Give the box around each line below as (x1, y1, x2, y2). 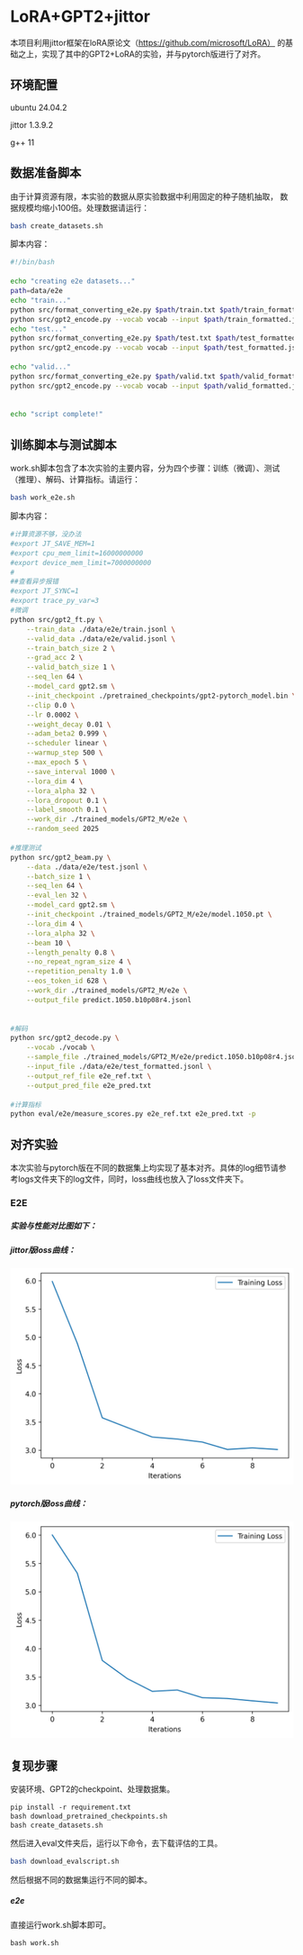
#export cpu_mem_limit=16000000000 (10, 548, 144, 558)
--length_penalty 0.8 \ (26, 948, 116, 957)
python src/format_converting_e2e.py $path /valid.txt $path (10, 371, 241, 380)
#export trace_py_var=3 (10, 597, 100, 606)
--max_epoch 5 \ (26, 758, 88, 767)
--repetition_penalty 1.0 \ (26, 967, 131, 976)
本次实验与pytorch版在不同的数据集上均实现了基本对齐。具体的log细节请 (10, 1163, 279, 1174)
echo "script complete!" (10, 410, 103, 419)
